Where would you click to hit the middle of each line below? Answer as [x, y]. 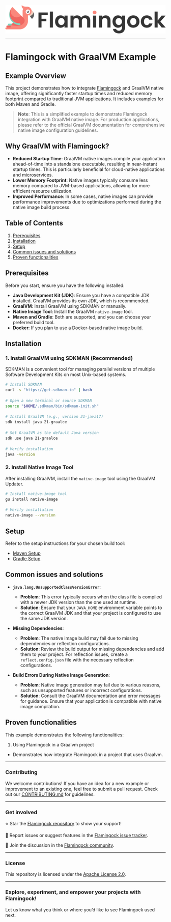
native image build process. [41, 207]
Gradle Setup [26, 558]
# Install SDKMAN [24, 385]
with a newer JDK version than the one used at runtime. [79, 602]
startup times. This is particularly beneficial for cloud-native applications [89, 169]
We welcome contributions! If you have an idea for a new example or [77, 783]
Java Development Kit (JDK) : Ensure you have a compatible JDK [81, 295]
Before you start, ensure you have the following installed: [65, 285]
